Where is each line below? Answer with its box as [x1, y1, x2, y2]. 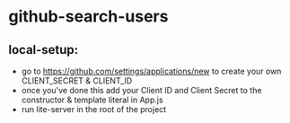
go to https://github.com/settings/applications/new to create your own [21, 66, 282, 76]
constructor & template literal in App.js [21, 94, 163, 105]
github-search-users [8, 6, 169, 27]
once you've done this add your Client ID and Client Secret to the [21, 85, 262, 95]
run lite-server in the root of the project [21, 104, 167, 114]
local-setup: [8, 42, 79, 57]
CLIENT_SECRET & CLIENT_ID [21, 75, 133, 86]
